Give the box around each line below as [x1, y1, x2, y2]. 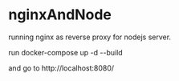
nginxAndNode [8, 6, 112, 24]
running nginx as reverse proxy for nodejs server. [8, 32, 171, 42]
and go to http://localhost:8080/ [8, 63, 115, 73]
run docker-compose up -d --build [8, 47, 123, 57]
